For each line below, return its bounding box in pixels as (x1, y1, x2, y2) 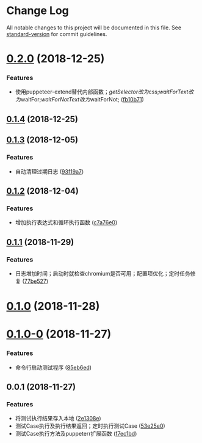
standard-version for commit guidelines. (6, 30, 107, 37)
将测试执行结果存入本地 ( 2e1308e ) (15, 415, 102, 422)
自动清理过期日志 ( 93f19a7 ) (15, 167, 84, 175)
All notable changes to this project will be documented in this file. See (6, 24, 182, 31)
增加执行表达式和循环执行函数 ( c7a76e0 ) (15, 219, 118, 226)
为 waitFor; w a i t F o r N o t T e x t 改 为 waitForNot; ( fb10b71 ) (15, 96, 145, 103)
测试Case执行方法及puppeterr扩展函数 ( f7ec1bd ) (15, 430, 137, 438)
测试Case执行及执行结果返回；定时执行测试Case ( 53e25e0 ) (15, 422, 166, 430)
